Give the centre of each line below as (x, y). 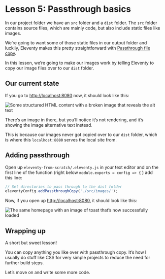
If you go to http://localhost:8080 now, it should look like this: (67, 95)
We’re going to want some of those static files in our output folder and (76, 42)
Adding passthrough (37, 156)
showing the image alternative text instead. (49, 125)
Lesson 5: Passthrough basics (68, 9)
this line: (14, 177)
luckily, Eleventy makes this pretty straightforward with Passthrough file (78, 48)
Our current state (32, 84)
